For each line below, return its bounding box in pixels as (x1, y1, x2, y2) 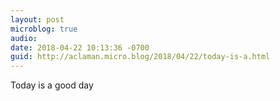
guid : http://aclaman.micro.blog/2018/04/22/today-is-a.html (10, 52, 271, 62)
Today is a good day (10, 79, 94, 91)
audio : (10, 33, 38, 43)
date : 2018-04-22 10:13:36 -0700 (10, 42, 150, 53)
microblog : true (10, 24, 78, 34)
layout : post (10, 14, 65, 25)
